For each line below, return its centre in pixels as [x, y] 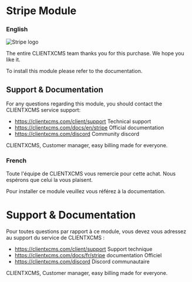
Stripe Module [41, 11]
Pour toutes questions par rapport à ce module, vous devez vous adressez [96, 231]
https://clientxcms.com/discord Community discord [77, 134]
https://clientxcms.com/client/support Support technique [83, 249]
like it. [13, 59]
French [16, 161]
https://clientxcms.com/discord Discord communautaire [82, 261]
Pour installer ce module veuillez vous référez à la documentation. [86, 191]
